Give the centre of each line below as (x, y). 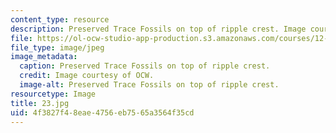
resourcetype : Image (53, 94)
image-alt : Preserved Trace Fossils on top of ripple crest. (149, 85)
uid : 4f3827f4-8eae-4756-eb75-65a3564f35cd (102, 112)
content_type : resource (60, 19)
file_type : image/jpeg (57, 47)
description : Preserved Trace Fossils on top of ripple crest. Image (158, 29)
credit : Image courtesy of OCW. (87, 76)
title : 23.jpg (40, 103)
